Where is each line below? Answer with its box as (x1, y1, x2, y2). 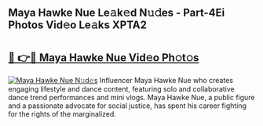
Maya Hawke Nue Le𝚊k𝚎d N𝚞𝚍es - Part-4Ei (8, 6, 225, 20)
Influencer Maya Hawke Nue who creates (99, 76, 234, 85)
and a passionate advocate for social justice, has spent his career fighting (8, 101, 247, 110)
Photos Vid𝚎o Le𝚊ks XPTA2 (8, 19, 148, 32)
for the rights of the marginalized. (8, 110, 116, 118)
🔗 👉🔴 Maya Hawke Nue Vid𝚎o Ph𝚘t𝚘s (8, 51, 199, 64)
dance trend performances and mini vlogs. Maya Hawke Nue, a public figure (8, 93, 255, 102)
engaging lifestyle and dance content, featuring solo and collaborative (8, 85, 235, 93)
